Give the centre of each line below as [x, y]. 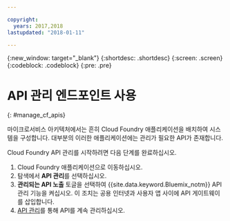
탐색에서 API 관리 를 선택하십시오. [62, 176]
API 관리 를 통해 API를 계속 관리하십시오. [71, 211]
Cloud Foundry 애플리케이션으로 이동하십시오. [80, 167]
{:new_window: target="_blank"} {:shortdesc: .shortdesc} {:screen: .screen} [115, 58]
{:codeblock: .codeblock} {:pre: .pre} [59, 66]
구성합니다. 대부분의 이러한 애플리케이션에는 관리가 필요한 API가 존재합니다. [121, 138]
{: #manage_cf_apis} [36, 115]
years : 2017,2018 [38, 26]
